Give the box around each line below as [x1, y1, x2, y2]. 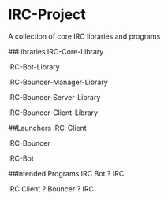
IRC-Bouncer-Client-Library [8, 108, 99, 117]
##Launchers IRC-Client [8, 123, 87, 132]
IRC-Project [8, 6, 87, 24]
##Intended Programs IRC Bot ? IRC [8, 169, 125, 178]
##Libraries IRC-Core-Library [8, 46, 104, 56]
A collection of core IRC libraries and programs [8, 31, 161, 41]
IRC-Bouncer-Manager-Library [8, 77, 108, 87]
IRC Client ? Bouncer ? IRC [8, 183, 95, 194]
